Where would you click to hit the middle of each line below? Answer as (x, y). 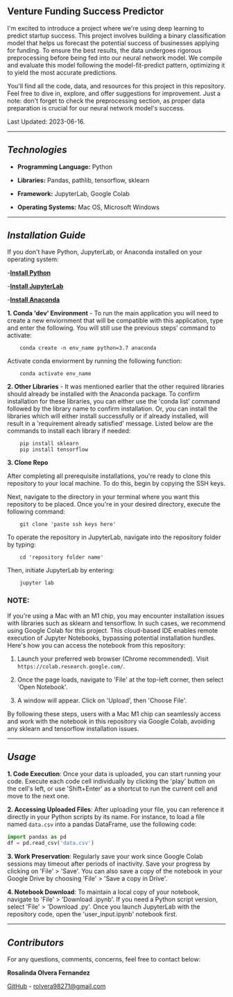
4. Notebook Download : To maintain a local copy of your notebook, (104, 892)
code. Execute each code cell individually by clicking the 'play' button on (111, 781)
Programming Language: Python (65, 167)
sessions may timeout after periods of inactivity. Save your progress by (109, 864)
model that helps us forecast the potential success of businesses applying (113, 43)
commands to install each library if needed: (69, 431)
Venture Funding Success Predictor (86, 11)
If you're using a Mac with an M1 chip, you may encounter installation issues (116, 616)
